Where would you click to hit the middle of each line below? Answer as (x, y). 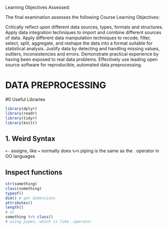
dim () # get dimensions (30, 198)
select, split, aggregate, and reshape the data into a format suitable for (79, 43)
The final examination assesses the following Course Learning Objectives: (82, 17)
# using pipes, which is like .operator (49, 222)
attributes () (19, 203)
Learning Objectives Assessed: (38, 7)
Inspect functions (34, 172)
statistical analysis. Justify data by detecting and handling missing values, (82, 48)
